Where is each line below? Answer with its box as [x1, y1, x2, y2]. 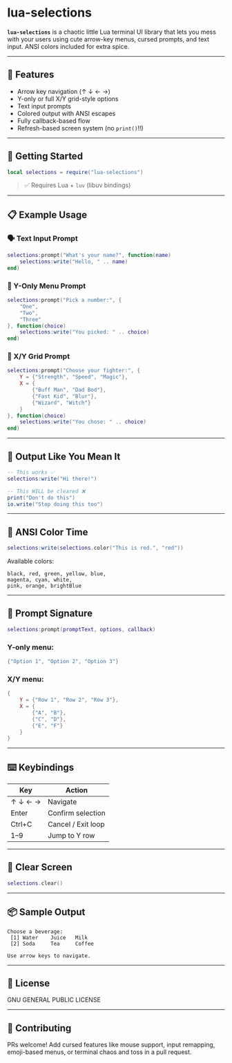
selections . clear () [7, 879, 64, 887]
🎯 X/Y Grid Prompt [7, 352, 70, 361]
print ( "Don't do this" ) [7, 494, 76, 501]
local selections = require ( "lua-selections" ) [7, 169, 144, 175]
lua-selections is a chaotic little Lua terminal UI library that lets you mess [7, 28, 216, 36]
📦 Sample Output [7, 906, 86, 918]
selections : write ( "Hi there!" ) [7, 475, 97, 482]
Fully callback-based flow [17, 116, 91, 125]
